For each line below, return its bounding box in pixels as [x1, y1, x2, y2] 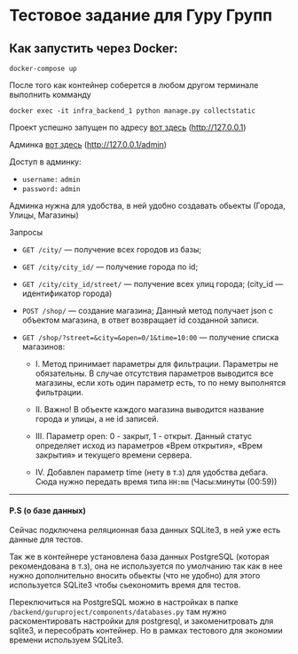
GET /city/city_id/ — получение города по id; [21, 261, 199, 272]
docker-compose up [9, 64, 77, 73]
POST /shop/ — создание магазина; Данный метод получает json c [21, 306, 273, 315]
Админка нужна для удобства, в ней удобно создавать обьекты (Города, [9, 201, 286, 211]
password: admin [21, 185, 81, 194]
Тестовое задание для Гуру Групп [9, 5, 273, 26]
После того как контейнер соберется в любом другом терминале [9, 80, 259, 90]
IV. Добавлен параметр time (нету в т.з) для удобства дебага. [35, 467, 269, 477]
